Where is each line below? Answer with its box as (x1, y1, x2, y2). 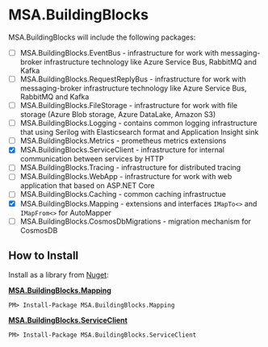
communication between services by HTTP (19, 154, 164, 164)
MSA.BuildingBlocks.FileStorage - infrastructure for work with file (19, 101, 238, 111)
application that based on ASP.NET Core (19, 181, 155, 190)
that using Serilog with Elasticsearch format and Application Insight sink (19, 128, 259, 137)
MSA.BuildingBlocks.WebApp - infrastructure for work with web (19, 172, 232, 182)
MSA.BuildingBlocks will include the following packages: (8, 32, 196, 42)
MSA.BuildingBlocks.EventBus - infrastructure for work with (19, 48, 220, 57)
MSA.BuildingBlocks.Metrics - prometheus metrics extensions (19, 136, 227, 146)
